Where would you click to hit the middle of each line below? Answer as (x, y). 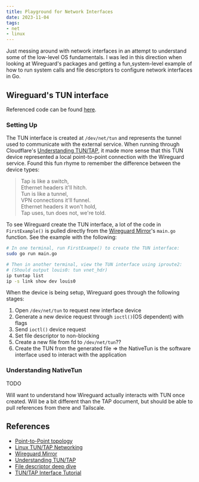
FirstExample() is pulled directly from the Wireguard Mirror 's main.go (91, 231)
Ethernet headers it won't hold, (59, 207)
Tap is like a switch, (45, 181)
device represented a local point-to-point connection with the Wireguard (95, 157)
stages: (15, 299)
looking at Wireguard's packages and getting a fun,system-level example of (99, 64)
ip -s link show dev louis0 (41, 281)
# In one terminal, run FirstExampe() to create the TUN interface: (93, 248)
